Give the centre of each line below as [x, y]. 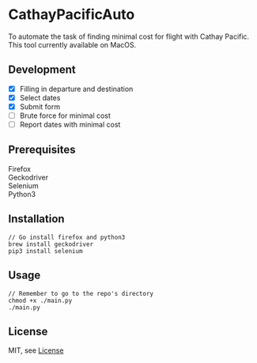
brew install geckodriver [51, 244]
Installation [36, 219]
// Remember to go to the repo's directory [81, 293]
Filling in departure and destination [76, 89]
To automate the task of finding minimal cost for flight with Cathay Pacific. [129, 36]
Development [42, 70]
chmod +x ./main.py [40, 301]
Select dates [40, 97]
